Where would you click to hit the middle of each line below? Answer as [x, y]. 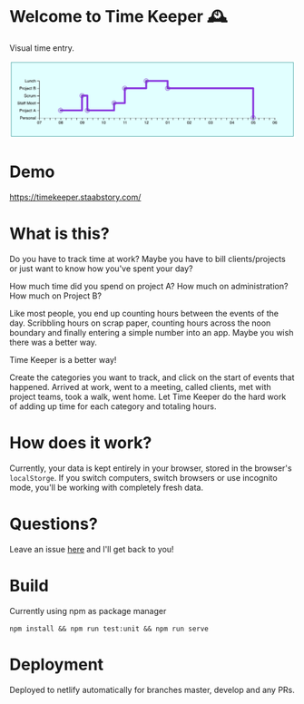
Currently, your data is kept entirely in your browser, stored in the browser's [151, 468]
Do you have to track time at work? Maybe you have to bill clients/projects [147, 259]
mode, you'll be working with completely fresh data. [107, 488]
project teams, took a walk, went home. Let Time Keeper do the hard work [148, 397]
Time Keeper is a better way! [63, 360]
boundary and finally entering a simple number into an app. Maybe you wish [152, 333]
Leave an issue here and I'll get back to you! [92, 549]
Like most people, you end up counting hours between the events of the [144, 314]
